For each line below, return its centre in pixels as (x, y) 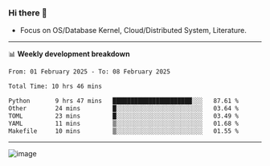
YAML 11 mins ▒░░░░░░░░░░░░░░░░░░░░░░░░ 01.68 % (124, 123)
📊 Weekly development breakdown (69, 54)
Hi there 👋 (28, 13)
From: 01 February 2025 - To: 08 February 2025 (90, 72)
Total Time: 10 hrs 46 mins (55, 87)
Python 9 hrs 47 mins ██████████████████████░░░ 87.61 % (124, 101)
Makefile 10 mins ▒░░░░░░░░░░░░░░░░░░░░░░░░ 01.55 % (124, 131)
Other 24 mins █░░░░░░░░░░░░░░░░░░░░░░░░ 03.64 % (124, 108)
